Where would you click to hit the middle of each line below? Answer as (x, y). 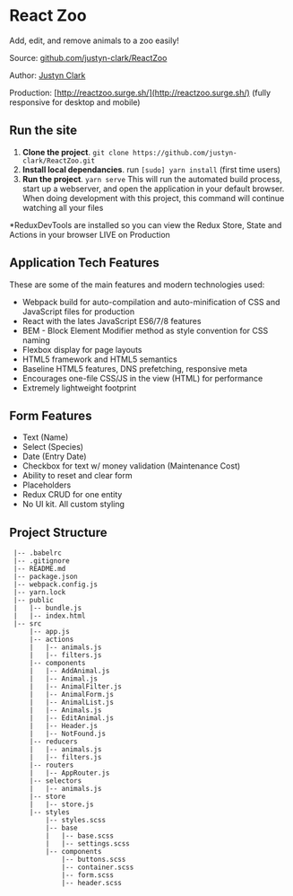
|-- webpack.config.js (56, 584)
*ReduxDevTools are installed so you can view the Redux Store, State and (146, 224)
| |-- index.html (50, 616)
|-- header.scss (92, 883)
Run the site (43, 131)
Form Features (51, 415)
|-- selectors (56, 781)
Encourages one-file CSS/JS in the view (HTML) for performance (142, 378)
